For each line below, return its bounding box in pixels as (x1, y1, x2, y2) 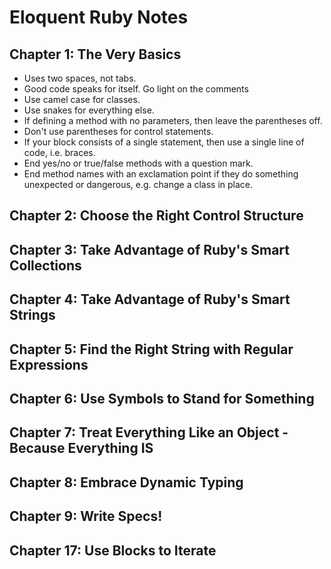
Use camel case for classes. (23, 94, 141, 105)
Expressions (9, 356, 89, 373)
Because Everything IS (9, 440, 154, 457)
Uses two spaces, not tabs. (23, 72, 137, 84)
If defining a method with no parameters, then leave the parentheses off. (23, 115, 323, 126)
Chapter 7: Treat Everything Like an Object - (9, 424, 289, 441)
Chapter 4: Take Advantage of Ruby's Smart (9, 291, 291, 308)
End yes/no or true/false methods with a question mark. (23, 157, 254, 169)
